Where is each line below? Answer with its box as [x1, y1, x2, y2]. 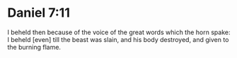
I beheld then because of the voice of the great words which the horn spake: [7, 28, 231, 36]
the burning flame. [7, 43, 62, 51]
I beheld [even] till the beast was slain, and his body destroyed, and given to [7, 35, 229, 43]
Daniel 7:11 [7, 5, 71, 21]
